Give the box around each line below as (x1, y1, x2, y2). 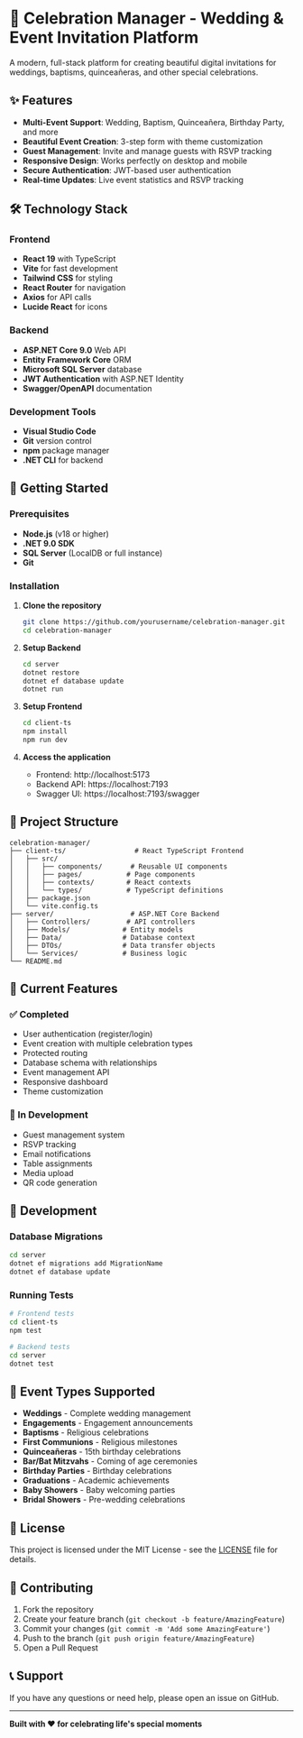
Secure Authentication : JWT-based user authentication (22, 164, 232, 175)
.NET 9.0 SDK (22, 538, 75, 548)
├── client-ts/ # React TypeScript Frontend (9, 846, 244, 855)
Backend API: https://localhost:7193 (35, 778, 169, 789)
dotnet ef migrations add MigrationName (9, 1259, 164, 1268)
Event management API (22, 1067, 110, 1078)
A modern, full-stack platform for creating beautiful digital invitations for (9, 57, 277, 68)
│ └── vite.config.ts (9, 901, 99, 910)
